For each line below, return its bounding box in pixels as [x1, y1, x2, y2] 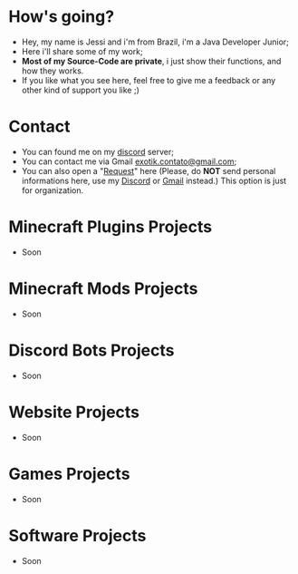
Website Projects [8, 402, 140, 423]
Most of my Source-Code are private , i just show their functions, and [21, 55, 282, 66]
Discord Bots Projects [8, 340, 175, 360]
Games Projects [8, 463, 130, 484]
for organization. [21, 184, 83, 196]
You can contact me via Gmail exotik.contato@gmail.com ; [21, 156, 237, 167]
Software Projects [8, 525, 147, 546]
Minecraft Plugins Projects [8, 217, 213, 238]
